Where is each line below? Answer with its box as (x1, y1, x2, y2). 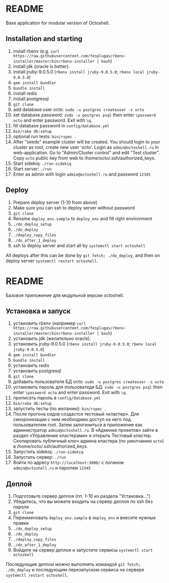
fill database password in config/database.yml (13, 122, 110, 128)
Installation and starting (6, 35, 83, 43)
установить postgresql (13, 368, 62, 374)
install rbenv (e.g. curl (13, 48, 60, 54)
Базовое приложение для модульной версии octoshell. (6, 292, 124, 298)
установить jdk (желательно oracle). (13, 335, 91, 341)
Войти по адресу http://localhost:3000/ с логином (13, 460, 124, 466)
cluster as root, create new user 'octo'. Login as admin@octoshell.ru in (13, 144, 159, 150)
